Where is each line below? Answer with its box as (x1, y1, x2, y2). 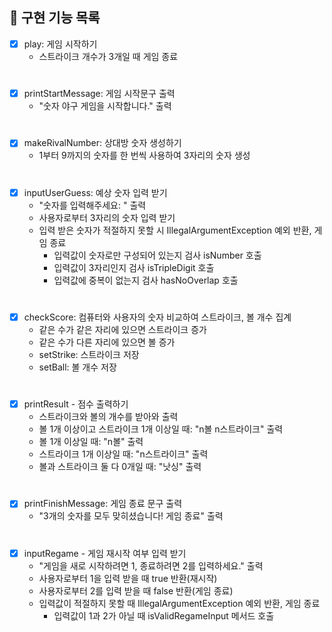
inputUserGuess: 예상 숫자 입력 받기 (23, 186, 168, 198)
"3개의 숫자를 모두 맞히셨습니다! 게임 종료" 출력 (38, 510, 224, 522)
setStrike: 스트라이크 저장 (38, 348, 140, 360)
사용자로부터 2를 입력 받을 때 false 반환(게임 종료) (38, 584, 234, 597)
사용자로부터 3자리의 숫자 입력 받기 (38, 211, 176, 223)
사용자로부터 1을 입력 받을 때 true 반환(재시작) (38, 572, 218, 584)
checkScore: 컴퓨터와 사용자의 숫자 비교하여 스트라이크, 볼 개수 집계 (23, 311, 292, 323)
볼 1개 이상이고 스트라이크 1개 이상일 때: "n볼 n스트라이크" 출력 (38, 423, 284, 435)
